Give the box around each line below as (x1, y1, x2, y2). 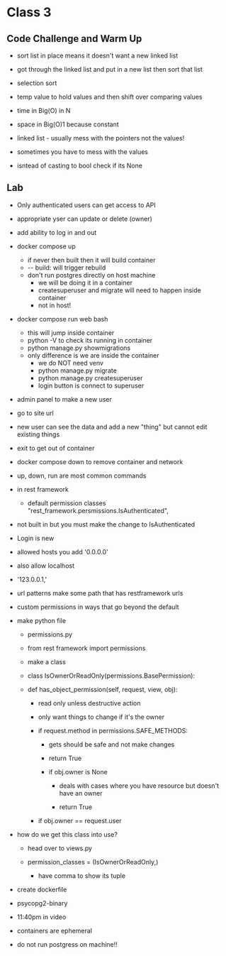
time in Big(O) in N (16, 106, 71, 114)
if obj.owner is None (48, 767, 108, 776)
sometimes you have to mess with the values (16, 148, 148, 156)
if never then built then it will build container (27, 256, 156, 264)
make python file (16, 616, 67, 625)
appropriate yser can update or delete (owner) (16, 214, 153, 223)
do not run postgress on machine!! (16, 940, 118, 948)
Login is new (16, 534, 55, 542)
